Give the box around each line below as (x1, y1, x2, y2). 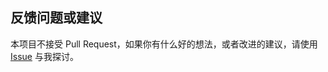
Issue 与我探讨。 (10, 50, 79, 62)
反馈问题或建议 (10, 9, 103, 27)
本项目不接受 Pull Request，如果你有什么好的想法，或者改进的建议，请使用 (10, 38, 318, 50)
